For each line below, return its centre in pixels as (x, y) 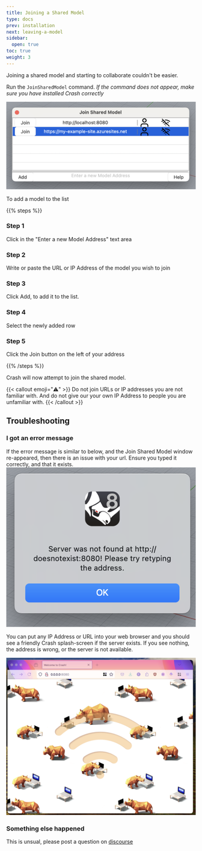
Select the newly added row (41, 325)
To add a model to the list (38, 198)
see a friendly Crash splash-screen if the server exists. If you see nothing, (98, 643)
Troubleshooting (38, 421)
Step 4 (16, 312)
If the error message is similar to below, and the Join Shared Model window (99, 451)
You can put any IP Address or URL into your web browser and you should (98, 636)
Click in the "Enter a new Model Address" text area (69, 239)
